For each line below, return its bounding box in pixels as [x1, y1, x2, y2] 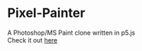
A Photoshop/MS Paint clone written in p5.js [7, 28, 136, 37]
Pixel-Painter [7, 5, 85, 21]
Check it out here [7, 35, 58, 44]
